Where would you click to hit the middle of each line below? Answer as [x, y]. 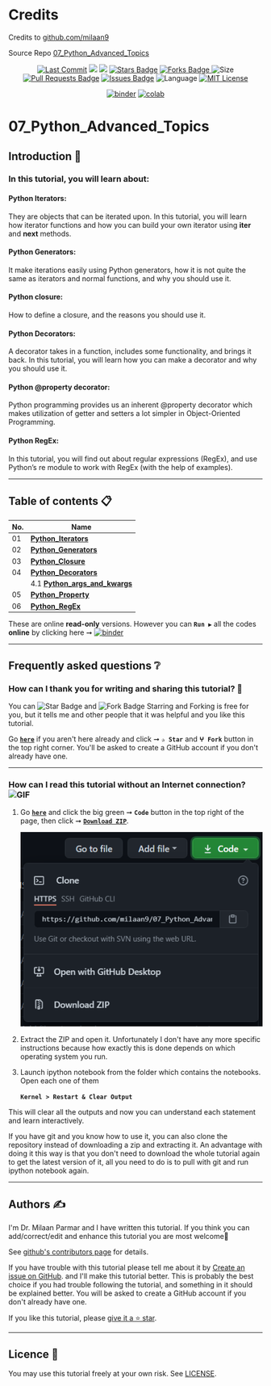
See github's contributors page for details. [79, 1252]
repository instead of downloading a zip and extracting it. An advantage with [135, 1144]
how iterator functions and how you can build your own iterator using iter [130, 225]
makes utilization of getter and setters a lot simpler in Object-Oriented [124, 414]
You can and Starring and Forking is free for [129, 706]
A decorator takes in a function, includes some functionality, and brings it [130, 351]
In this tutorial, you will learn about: [79, 179]
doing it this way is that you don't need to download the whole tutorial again [134, 1153]
